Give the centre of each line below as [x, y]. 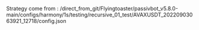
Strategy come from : [32, 9]
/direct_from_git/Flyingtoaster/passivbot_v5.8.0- [119, 9]
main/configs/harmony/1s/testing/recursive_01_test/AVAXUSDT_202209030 [99, 15]
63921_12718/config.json [36, 21]
